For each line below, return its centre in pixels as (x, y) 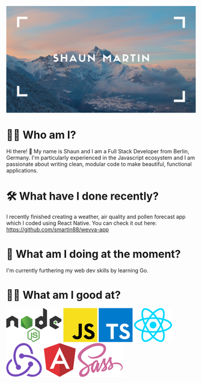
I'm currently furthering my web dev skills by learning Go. (77, 271)
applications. (22, 171)
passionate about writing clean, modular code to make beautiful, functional (99, 164)
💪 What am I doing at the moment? (94, 254)
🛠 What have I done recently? (83, 196)
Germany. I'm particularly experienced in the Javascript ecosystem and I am (101, 158)
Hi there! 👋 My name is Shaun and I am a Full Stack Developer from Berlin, (98, 152)
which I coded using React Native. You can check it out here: (82, 223)
